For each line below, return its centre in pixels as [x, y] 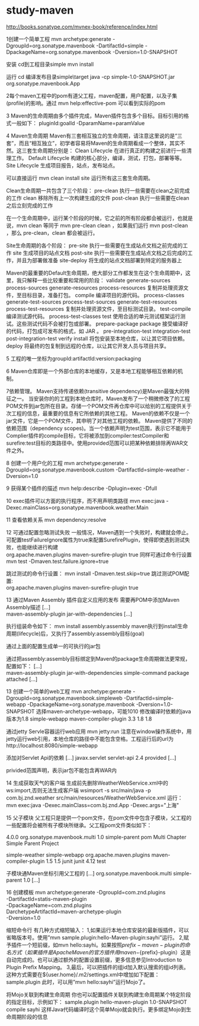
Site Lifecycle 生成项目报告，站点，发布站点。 [62, 165]
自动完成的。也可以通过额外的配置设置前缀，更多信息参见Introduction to [94, 960]
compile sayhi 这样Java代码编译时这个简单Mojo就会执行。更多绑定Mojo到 [96, 1009]
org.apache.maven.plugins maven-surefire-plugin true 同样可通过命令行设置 [99, 555]
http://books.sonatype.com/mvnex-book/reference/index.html [82, 27]
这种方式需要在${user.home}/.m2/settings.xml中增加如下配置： [83, 974]
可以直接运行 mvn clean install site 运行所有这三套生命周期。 [80, 178]
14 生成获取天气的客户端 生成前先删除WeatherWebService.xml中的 [87, 783]
